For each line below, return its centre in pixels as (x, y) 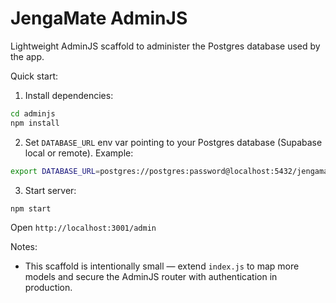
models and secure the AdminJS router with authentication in (151, 277)
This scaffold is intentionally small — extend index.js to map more (162, 266)
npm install (35, 123)
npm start (31, 208)
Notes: (24, 247)
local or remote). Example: (79, 153)
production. (48, 288)
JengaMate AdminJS (99, 18)
